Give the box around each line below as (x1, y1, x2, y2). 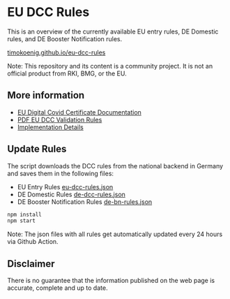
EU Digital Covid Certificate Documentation (17, 108, 141, 116)
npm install (7, 211, 42, 218)
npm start (7, 217, 36, 224)
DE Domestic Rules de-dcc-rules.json (17, 190, 125, 198)
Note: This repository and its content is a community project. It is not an (7, 61, 213, 70)
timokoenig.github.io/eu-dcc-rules (7, 48, 106, 57)
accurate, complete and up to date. (7, 284, 108, 292)
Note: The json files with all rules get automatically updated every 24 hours (7, 230, 223, 238)
